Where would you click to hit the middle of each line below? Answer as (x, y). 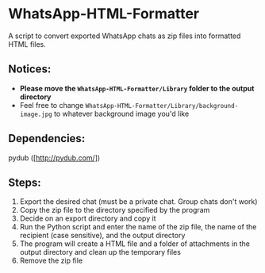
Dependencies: (47, 138)
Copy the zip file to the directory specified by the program (115, 210)
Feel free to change (52, 105)
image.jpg (36, 114)
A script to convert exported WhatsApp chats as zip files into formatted (125, 36)
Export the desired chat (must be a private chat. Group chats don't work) (138, 202)
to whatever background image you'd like (122, 113)
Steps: (25, 182)
